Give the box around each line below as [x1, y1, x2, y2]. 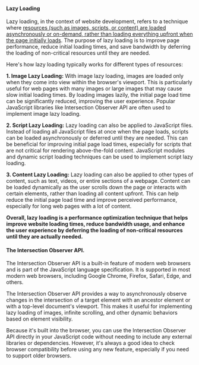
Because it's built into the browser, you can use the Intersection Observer [6, 327, 186, 334]
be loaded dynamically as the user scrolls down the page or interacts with [6, 184, 187, 191]
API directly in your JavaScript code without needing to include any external [6, 333, 192, 341]
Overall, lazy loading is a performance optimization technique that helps [6, 214, 188, 221]
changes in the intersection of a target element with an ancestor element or [6, 297, 191, 304]
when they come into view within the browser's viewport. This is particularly [6, 79, 192, 86]
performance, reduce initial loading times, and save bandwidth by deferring [6, 43, 191, 50]
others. [6, 279, 24, 286]
